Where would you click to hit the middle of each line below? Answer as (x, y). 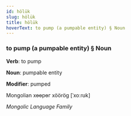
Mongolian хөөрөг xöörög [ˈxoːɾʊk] (48, 95)
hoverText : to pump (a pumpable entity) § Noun (66, 28)
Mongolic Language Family (39, 107)
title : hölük (22, 22)
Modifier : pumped (29, 84)
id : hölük (18, 11)
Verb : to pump (24, 61)
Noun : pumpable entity (34, 72)
